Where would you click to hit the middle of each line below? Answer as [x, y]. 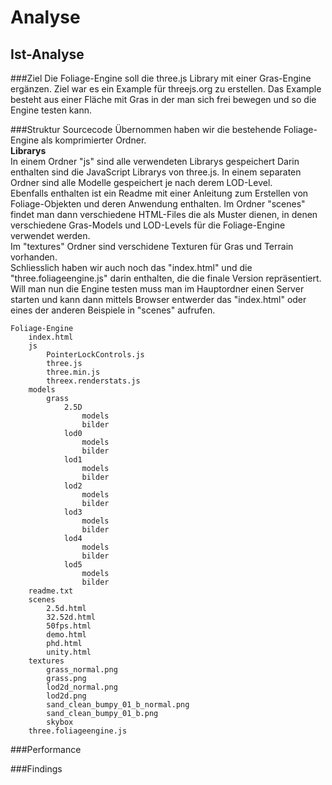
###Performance [46, 749]
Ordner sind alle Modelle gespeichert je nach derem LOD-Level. [141, 182]
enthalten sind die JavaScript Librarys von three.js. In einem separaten [156, 172]
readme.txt [51, 591]
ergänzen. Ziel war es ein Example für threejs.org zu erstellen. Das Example [166, 89]
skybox [60, 722]
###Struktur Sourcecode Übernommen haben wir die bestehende [146, 129]
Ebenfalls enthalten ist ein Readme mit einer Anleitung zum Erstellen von [159, 193]
